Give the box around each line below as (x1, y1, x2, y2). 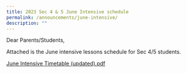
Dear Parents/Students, (6, 37, 65, 44)
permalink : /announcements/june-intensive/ (6, 14, 118, 21)
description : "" (6, 20, 47, 26)
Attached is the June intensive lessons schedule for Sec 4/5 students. (6, 48, 182, 56)
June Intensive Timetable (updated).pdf (6, 60, 106, 67)
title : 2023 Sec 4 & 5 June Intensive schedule (6, 8, 129, 15)
